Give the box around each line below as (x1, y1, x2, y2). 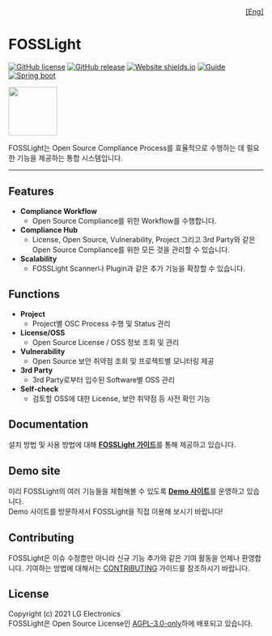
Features (8, 185, 54, 198)
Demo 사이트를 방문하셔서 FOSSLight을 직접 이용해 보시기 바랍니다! (8, 506, 223, 517)
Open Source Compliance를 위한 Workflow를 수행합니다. (32, 216, 217, 225)
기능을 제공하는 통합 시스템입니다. (16, 153, 123, 163)
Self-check (19, 384, 59, 394)
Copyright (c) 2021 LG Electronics (8, 608, 121, 618)
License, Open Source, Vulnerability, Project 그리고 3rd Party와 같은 (32, 234, 256, 244)
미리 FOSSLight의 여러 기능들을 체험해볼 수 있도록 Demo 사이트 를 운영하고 (8, 486, 245, 497)
